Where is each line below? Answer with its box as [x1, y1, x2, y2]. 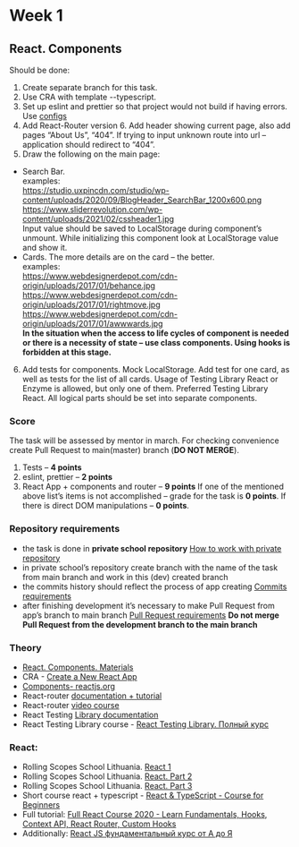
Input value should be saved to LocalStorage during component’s [21, 223, 262, 234]
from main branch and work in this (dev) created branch [21, 571, 228, 582]
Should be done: [9, 64, 70, 75]
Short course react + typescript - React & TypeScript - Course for [21, 790, 264, 801]
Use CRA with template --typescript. [21, 91, 157, 102]
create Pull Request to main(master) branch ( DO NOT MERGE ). [9, 445, 239, 456]
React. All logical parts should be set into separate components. [21, 393, 258, 403]
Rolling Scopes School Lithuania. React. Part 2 [21, 771, 193, 782]
